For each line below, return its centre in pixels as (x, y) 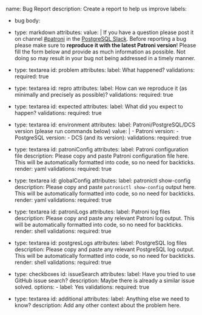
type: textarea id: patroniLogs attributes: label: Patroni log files (92, 212)
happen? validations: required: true (58, 113)
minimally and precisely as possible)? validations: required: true (94, 95)
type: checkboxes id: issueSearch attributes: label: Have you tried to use (105, 274)
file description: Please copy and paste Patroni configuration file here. (102, 156)
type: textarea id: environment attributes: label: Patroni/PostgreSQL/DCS (105, 125)
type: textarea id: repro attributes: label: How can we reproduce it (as (101, 88)
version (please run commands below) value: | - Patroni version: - (97, 131)
